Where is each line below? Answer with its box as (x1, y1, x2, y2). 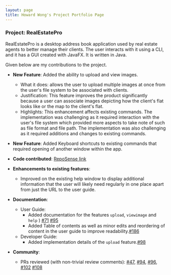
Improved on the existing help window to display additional (20, 175, 144, 182)
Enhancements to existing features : (12, 165, 91, 172)
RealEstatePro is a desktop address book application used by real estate (5, 40, 158, 47)
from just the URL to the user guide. (20, 186, 96, 193)
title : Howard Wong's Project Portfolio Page (5, 12, 104, 17)
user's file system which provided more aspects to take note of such (20, 119, 165, 125)
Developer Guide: (20, 234, 57, 240)
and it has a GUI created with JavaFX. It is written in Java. (5, 52, 127, 58)
